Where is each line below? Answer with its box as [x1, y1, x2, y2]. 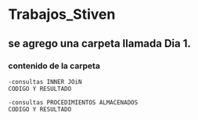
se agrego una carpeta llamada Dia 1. [8, 37, 192, 50]
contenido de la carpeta [8, 60, 100, 71]
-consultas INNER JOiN [8, 78, 82, 85]
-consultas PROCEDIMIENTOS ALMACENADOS [8, 98, 139, 107]
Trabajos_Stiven [8, 5, 116, 24]
